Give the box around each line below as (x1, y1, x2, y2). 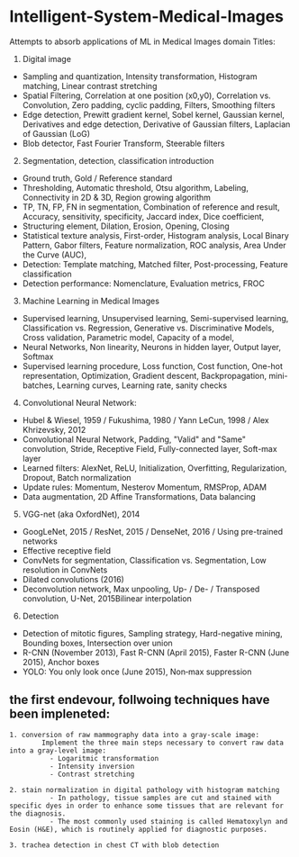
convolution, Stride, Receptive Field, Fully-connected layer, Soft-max (22, 443, 277, 454)
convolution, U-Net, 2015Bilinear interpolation (22, 592, 192, 604)
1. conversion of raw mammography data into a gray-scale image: (9, 730, 259, 739)
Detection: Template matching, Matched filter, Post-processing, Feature (22, 258, 288, 269)
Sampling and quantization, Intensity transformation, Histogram (22, 70, 258, 82)
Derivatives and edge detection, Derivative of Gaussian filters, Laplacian (22, 119, 291, 130)
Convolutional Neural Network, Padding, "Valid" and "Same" (22, 434, 246, 445)
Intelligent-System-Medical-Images (9, 6, 285, 27)
